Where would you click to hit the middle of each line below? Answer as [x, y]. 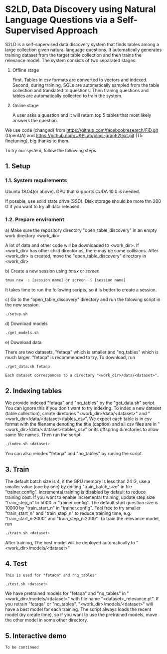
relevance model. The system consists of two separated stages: [71, 60]
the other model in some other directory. [47, 620]
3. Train [17, 469]
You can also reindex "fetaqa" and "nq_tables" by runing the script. [74, 454]
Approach [77, 31]
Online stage [25, 105]
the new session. [22, 304]
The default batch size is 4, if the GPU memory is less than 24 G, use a [78, 481]
